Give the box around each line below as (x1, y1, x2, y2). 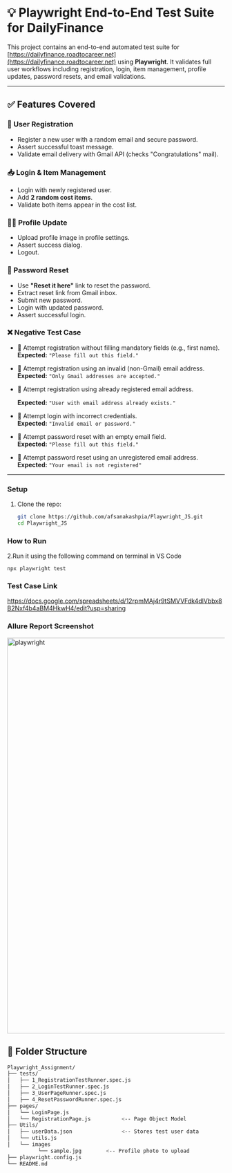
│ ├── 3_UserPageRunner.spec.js (7, 1090, 107, 1097)
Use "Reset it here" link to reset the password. (17, 281, 151, 290)
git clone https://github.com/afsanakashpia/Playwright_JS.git (17, 514, 204, 520)
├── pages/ (7, 1102, 39, 1109)
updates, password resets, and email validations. (7, 72, 146, 80)
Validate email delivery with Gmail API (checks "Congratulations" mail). (17, 150, 219, 158)
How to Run (7, 536, 47, 545)
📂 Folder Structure (7, 1046, 88, 1058)
